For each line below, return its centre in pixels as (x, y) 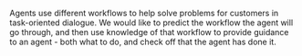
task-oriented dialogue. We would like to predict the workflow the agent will (151, 23)
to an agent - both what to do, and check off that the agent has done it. (143, 42)
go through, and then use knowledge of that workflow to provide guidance (149, 32)
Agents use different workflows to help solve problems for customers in (144, 13)
